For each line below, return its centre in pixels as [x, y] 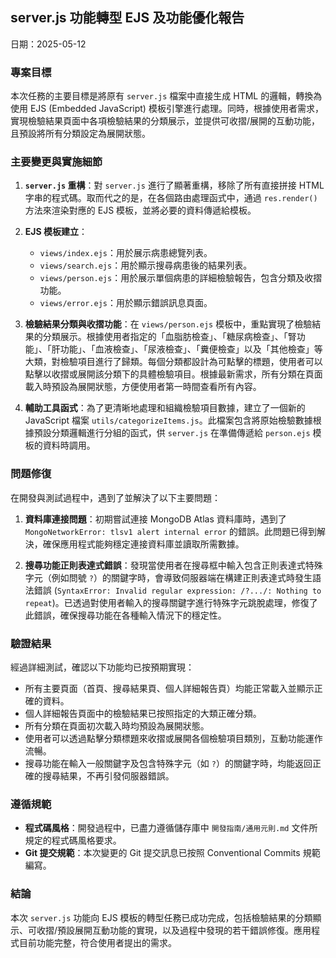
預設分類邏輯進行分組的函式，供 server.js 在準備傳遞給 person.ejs [172, 433]
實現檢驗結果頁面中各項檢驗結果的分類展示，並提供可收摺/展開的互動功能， [165, 121]
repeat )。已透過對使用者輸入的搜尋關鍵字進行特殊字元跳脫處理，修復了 [171, 602]
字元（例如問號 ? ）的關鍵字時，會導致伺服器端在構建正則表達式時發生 [168, 577]
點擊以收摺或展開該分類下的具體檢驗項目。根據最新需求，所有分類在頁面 [173, 374]
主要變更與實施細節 [56, 162]
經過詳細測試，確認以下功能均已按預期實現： [102, 667]
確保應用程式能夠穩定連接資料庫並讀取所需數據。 [143, 544]
